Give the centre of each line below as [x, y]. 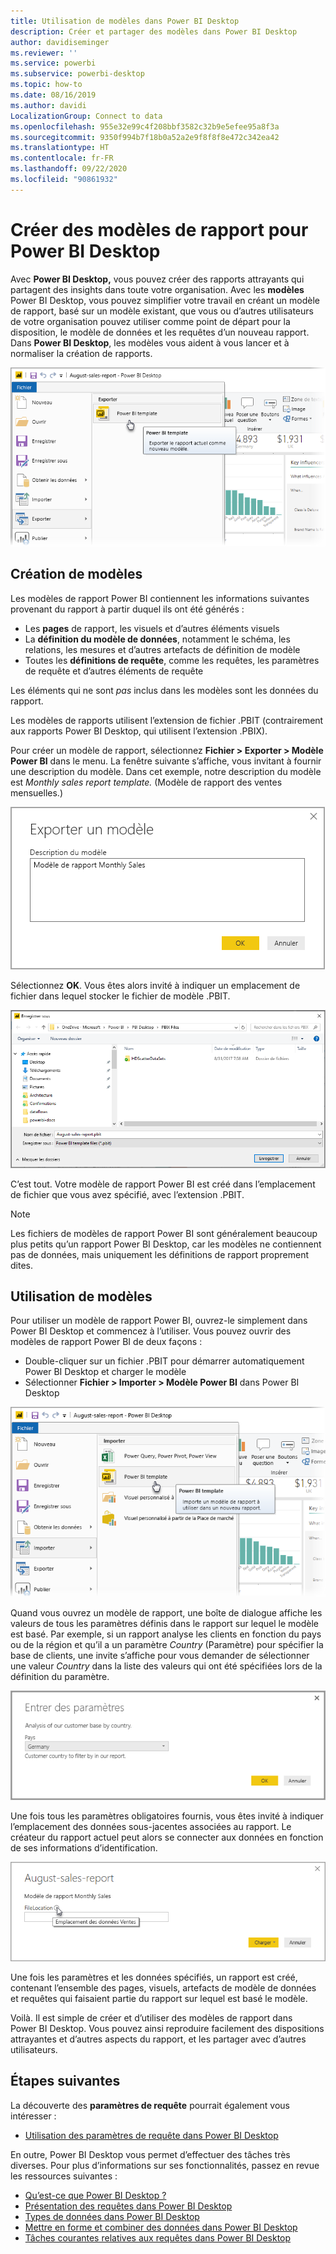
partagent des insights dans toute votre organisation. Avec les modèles [157, 289]
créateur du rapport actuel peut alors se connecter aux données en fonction [167, 1837]
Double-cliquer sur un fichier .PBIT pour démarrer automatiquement [164, 1361]
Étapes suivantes [65, 2081]
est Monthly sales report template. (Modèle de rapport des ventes [146, 782]
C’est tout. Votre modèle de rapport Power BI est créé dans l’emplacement [163, 1184]
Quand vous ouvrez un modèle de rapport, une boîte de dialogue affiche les [166, 1613]
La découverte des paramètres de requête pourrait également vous [150, 2105]
